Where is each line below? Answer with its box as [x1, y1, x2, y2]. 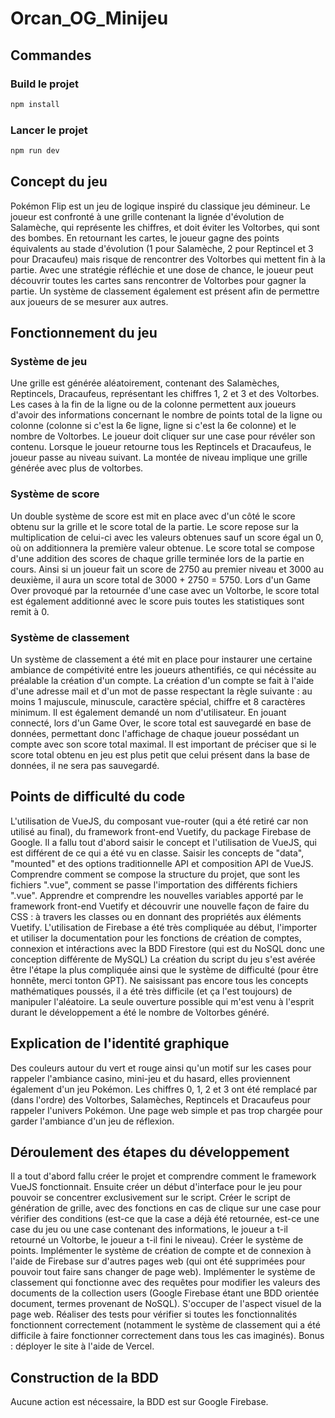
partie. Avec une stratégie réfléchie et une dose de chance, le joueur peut [10, 263, 314, 276]
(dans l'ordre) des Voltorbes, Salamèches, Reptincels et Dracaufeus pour [10, 1093, 312, 1106]
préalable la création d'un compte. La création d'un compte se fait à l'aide [10, 675, 315, 687]
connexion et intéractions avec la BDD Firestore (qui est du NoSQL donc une [10, 942, 325, 954]
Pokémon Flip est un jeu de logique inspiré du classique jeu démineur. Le [10, 200, 311, 212]
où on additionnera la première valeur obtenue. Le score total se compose [10, 542, 315, 554]
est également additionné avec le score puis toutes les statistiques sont [10, 595, 305, 607]
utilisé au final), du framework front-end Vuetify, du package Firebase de [10, 825, 312, 837]
